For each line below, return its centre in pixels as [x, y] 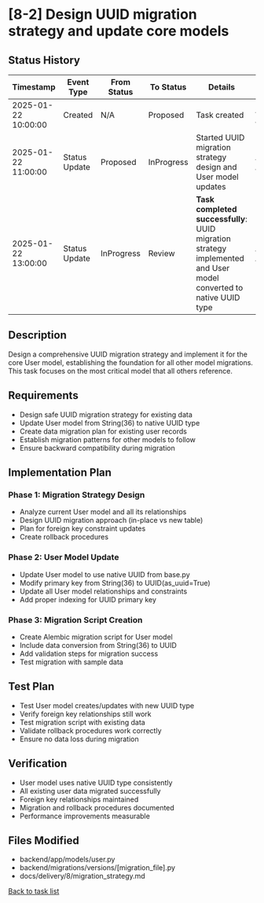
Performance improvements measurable [85, 816]
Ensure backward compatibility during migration [97, 448]
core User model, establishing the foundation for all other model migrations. [131, 362]
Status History [44, 60]
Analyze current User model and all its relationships [103, 512]
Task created [220, 115]
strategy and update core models [119, 31]
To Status [168, 87]
